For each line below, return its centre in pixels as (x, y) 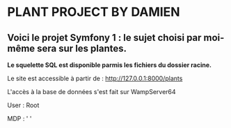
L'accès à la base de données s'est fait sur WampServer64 (91, 92)
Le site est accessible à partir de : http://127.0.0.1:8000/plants (95, 78)
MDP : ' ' (19, 119)
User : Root (23, 105)
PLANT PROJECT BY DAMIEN (94, 12)
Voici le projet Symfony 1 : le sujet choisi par (104, 38)
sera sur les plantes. (82, 48)
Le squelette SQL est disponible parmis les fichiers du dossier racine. (110, 65)
